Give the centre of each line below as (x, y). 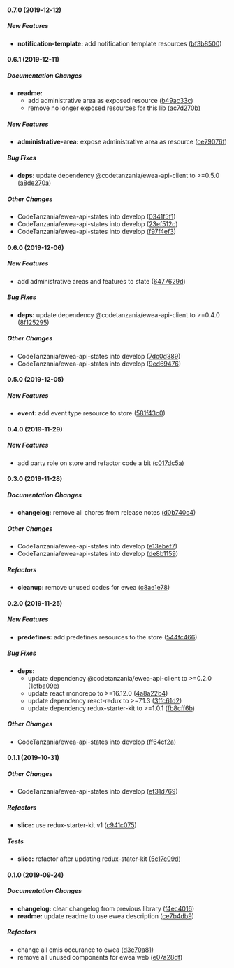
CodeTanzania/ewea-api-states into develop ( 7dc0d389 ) (99, 356)
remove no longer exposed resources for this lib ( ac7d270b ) (114, 108)
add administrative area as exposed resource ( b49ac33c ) (110, 101)
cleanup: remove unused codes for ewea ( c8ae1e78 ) (94, 588)
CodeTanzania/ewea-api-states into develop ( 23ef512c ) (97, 224)
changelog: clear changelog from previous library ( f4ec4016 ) (106, 908)
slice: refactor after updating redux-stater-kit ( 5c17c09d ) (99, 859)
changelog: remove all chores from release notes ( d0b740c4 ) (107, 513)
